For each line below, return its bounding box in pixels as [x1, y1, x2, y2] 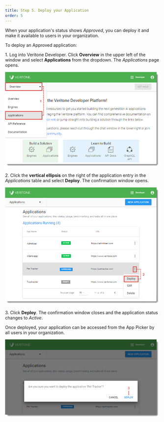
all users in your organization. [5, 330, 65, 336]
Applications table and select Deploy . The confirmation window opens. [5, 178, 149, 184]
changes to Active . [5, 315, 43, 321]
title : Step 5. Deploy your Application [5, 8, 89, 13]
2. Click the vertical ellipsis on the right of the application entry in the [5, 172, 146, 178]
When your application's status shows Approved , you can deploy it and [5, 27, 149, 33]
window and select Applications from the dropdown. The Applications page [5, 57, 160, 63]
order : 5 [5, 13, 23, 18]
